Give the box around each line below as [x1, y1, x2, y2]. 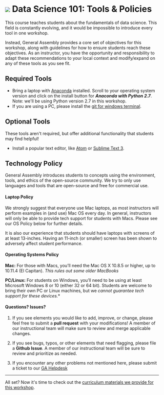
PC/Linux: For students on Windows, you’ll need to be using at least [5, 277, 142, 283]
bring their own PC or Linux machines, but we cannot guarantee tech [5, 288, 144, 294]
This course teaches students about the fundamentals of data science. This [5, 20, 157, 25]
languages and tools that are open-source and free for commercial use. [5, 183, 149, 189]
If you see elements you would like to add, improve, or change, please [12, 315, 153, 321]
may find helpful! [5, 136, 39, 142]
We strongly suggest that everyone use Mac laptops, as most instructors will [5, 205, 159, 211]
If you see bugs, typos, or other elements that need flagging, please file [12, 340, 156, 346]
